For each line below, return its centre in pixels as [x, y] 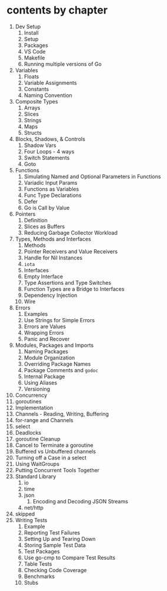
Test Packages [42, 551]
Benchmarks [39, 576]
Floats [31, 76]
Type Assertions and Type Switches [67, 282]
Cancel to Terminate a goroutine [54, 445]
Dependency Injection [51, 295]
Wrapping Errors [44, 332]
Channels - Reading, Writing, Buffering [62, 414]
